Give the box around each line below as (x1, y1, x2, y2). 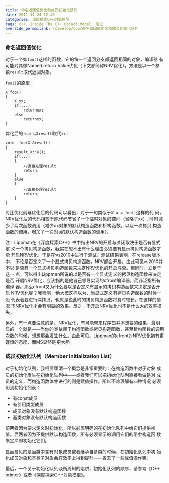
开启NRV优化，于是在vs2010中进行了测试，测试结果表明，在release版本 (11, 252, 161, 258)
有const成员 (12, 395, 38, 401)
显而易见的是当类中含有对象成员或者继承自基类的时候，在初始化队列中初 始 (5, 448, 161, 454)
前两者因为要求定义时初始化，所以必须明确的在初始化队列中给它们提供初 (5, 425, 155, 431)
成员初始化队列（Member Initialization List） (5, 353, 115, 360)
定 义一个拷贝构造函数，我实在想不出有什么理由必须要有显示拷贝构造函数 (5, 246, 157, 252)
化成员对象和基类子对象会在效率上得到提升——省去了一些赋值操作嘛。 (5, 455, 151, 461)
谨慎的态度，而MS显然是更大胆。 (5, 339, 74, 345)
